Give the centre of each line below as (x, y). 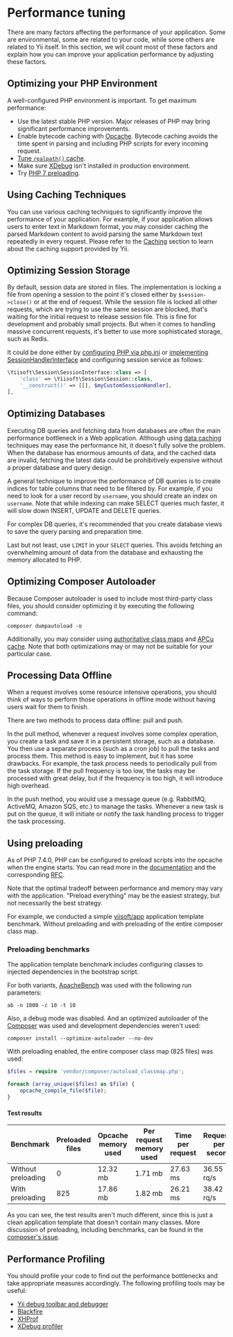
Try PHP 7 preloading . (49, 173)
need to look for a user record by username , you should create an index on (112, 496)
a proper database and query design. (60, 467)
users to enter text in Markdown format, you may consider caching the (108, 226)
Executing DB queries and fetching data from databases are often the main (114, 430)
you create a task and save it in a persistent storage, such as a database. (111, 741)
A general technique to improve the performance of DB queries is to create (114, 481)
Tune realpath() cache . (51, 158)
